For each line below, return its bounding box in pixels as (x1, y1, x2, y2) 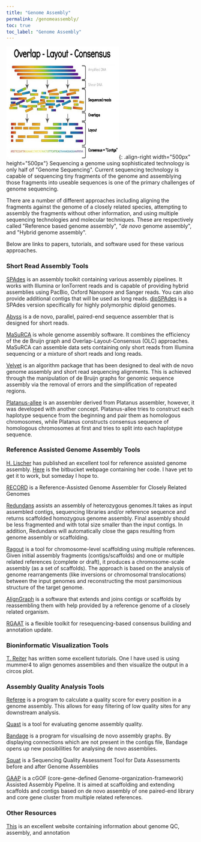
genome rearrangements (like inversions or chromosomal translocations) (6, 571, 187, 578)
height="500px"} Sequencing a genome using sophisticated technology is (6, 160, 190, 167)
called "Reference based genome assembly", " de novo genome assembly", (6, 222, 192, 230)
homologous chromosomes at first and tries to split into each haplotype (6, 424, 183, 432)
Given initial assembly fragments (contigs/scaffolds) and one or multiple (6, 552, 184, 559)
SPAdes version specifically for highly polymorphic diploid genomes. (6, 301, 176, 308)
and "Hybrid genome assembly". (6, 229, 87, 236)
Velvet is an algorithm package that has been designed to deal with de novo (6, 361, 194, 369)
